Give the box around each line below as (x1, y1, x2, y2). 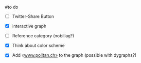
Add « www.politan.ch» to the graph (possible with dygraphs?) (12, 52, 137, 58)
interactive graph (12, 23, 47, 29)
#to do (5, 4, 18, 10)
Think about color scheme (12, 43, 65, 48)
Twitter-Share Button (12, 14, 54, 19)
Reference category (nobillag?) (12, 33, 74, 39)
